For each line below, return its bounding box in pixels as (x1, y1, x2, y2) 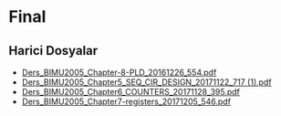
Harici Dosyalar (8, 43, 99, 58)
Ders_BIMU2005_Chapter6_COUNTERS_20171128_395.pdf (21, 87, 241, 97)
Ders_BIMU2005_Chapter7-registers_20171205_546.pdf (21, 96, 232, 107)
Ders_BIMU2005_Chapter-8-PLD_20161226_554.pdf (21, 67, 217, 78)
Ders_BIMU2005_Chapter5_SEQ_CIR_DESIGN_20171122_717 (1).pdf (21, 77, 272, 88)
